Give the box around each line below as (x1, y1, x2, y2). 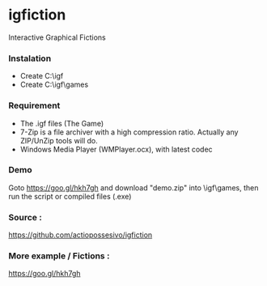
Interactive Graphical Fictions (8, 32, 107, 42)
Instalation (8, 53, 52, 64)
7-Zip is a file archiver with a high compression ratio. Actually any (19, 127, 239, 137)
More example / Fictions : (8, 250, 110, 262)
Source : (8, 211, 42, 223)
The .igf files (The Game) (19, 118, 104, 128)
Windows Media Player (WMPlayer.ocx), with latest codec (19, 144, 213, 154)
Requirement (8, 100, 61, 111)
